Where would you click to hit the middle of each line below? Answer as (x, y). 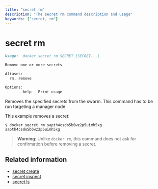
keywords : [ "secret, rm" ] (31, 19)
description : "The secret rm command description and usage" (69, 14)
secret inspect (27, 177)
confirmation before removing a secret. (57, 144)
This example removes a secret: (37, 116)
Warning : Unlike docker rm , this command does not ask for (77, 139)
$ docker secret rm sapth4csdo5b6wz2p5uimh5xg (53, 125)
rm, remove (21, 78)
